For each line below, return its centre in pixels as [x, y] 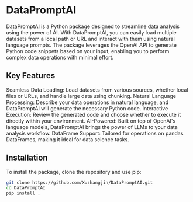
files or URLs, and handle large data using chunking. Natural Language [91, 96]
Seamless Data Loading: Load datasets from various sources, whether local [97, 90]
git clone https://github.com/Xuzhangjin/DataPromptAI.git [80, 182]
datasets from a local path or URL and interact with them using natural [91, 39]
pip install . [23, 193]
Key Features [31, 76]
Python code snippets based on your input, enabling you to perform [88, 51]
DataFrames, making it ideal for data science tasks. [68, 139]
